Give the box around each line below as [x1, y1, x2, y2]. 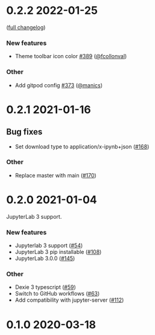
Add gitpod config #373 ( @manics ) [14, 81, 103, 88]
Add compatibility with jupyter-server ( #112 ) [14, 296, 124, 303]
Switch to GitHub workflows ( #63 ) [14, 290, 100, 297]
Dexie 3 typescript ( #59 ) [14, 284, 77, 291]
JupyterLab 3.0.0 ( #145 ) [14, 255, 75, 262]
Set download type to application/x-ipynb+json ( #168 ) [14, 143, 150, 150]
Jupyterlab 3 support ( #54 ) [14, 242, 83, 249]
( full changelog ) [6, 24, 46, 31]
